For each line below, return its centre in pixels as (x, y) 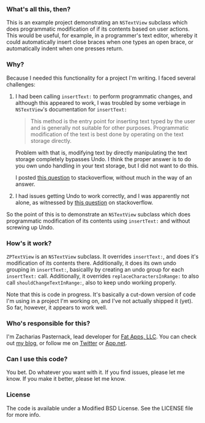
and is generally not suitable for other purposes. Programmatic (110, 128)
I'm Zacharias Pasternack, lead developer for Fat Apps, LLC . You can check (102, 337)
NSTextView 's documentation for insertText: (71, 109)
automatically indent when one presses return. (65, 48)
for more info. (24, 414)
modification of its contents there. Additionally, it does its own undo (91, 263)
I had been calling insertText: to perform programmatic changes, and (104, 96)
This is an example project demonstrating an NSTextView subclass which (97, 23)
